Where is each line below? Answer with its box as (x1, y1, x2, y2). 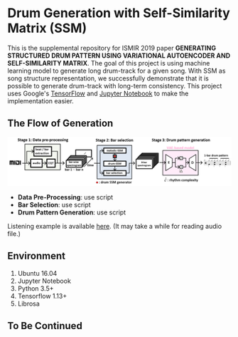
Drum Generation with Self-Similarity (7, 5, 231, 21)
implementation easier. (7, 96, 75, 105)
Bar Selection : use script (17, 201, 91, 209)
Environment (7, 250, 66, 262)
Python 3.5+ (17, 284, 55, 293)
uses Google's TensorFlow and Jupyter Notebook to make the (7, 89, 189, 98)
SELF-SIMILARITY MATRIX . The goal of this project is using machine (7, 58, 210, 67)
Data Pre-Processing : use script (17, 193, 114, 201)
